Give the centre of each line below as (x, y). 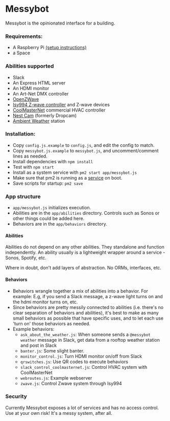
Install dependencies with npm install (53, 161)
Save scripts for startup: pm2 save (48, 183)
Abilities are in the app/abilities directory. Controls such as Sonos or (86, 213)
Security (16, 396)
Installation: (20, 134)
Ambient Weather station (39, 121)
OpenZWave (26, 99)
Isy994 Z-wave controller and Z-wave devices (61, 104)
